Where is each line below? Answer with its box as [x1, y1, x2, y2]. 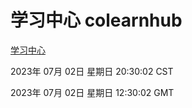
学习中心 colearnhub [10, 9, 183, 32]
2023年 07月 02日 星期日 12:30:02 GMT [10, 86, 175, 98]
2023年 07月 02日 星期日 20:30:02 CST [10, 65, 174, 77]
